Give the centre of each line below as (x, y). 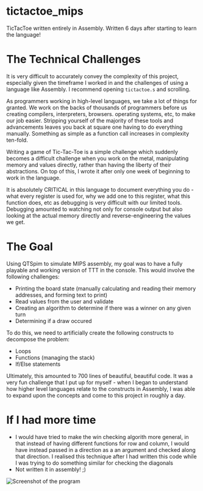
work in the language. (34, 178)
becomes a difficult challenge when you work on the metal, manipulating (98, 158)
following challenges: (33, 277)
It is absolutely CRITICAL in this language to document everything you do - (100, 189)
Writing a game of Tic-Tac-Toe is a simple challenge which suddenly (92, 151)
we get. (16, 222)
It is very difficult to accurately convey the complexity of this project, (92, 76)
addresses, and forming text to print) (61, 295)
